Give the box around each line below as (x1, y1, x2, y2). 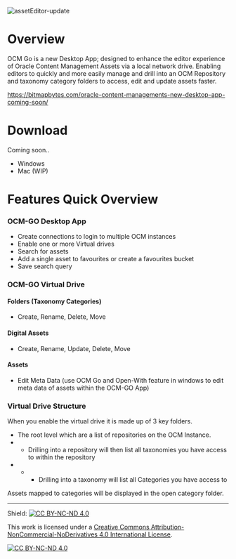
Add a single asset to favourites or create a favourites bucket (17, 255, 195, 263)
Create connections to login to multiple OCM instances (17, 232, 176, 241)
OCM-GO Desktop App (7, 216, 86, 226)
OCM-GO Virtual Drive (7, 279, 86, 289)
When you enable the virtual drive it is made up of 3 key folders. (7, 417, 193, 426)
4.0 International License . (99, 530, 173, 539)
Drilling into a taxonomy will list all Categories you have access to (38, 475, 228, 484)
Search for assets (17, 247, 69, 256)
